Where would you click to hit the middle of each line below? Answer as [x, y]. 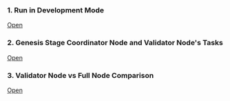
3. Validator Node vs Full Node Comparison [81, 75]
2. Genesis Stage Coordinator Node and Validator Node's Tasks [115, 43]
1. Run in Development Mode [56, 10]
